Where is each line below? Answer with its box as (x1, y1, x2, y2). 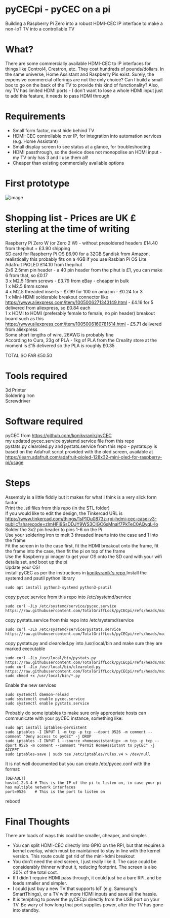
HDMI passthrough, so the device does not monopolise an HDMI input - (12, 149, 162, 155)
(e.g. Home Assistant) (12, 138, 58, 144)
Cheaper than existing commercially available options (12, 160, 124, 166)
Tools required (5, 370, 67, 382)
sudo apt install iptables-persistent (5, 725, 87, 730)
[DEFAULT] (5, 776, 26, 781)
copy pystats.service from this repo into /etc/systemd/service (5, 617, 134, 623)
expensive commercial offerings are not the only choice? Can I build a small (5, 76, 163, 82)
